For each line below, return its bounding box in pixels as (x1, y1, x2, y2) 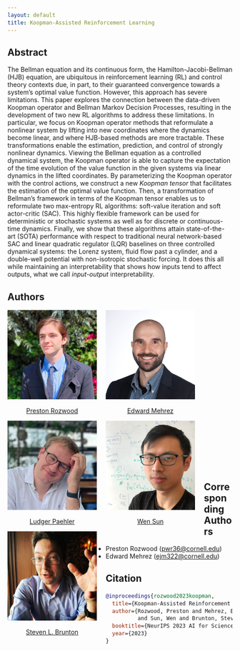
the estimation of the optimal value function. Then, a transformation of (7, 186, 214, 196)
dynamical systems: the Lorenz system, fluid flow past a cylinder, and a (7, 247, 218, 256)
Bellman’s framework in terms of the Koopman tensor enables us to (7, 194, 205, 203)
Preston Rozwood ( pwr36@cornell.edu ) (106, 544, 223, 552)
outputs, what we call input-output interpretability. (7, 270, 155, 278)
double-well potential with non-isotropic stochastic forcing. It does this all (7, 255, 224, 263)
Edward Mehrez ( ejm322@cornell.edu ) (106, 552, 220, 560)
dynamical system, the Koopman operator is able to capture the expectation (7, 156, 231, 165)
